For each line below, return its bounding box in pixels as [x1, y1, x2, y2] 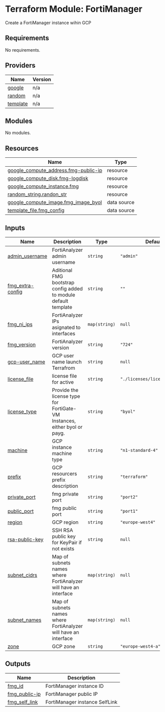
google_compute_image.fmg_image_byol [7, 199, 102, 206]
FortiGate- [52, 405, 77, 412]
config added [52, 285, 83, 292]
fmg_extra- [7, 282, 34, 289]
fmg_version [7, 341, 36, 348]
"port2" [120, 494, 138, 500]
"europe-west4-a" [120, 644, 161, 649]
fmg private [52, 491, 79, 497]
